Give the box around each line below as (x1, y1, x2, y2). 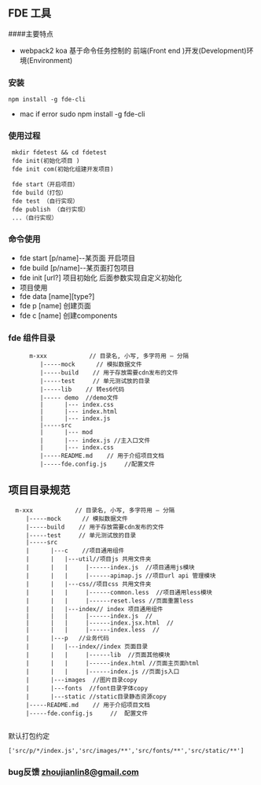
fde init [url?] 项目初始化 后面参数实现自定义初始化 (19, 273, 182, 282)
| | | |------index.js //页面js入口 (25, 667, 180, 676)
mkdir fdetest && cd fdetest (11, 149, 108, 157)
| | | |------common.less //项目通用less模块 (25, 588, 212, 596)
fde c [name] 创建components (19, 311, 118, 320)
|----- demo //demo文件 (39, 394, 119, 402)
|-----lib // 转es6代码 (39, 385, 125, 393)
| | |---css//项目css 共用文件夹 (25, 580, 152, 588)
